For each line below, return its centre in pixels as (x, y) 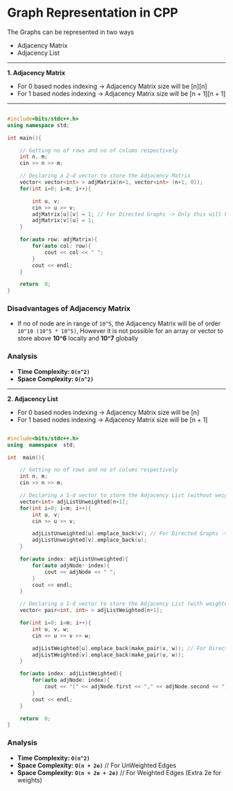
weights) (30, 780)
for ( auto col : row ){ (62, 246)
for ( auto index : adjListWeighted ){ (71, 674)
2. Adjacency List (33, 399)
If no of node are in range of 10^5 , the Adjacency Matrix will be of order (119, 323)
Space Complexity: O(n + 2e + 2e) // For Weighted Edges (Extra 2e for (119, 772)
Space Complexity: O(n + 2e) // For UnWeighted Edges (97, 765)
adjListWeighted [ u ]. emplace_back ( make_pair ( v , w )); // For (119, 648)
